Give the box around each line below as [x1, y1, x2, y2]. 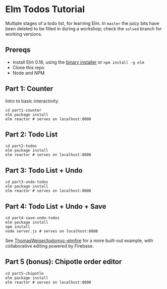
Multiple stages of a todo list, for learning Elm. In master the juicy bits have [5, 20, 160, 26]
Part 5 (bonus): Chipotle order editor [5, 258, 122, 266]
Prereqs [5, 45, 31, 54]
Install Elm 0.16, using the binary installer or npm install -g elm [12, 59, 145, 65]
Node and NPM [12, 70, 45, 76]
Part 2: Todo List [5, 130, 58, 138]
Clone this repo [12, 64, 44, 70]
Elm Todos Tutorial [5, 4, 85, 15]
